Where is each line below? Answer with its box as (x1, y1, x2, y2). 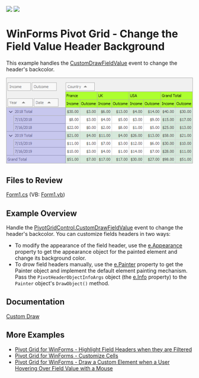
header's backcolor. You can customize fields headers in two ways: (6, 231, 171, 238)
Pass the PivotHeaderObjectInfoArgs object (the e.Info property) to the (14, 273, 187, 281)
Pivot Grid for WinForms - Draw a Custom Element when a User (14, 358, 170, 366)
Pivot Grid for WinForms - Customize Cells (14, 352, 118, 359)
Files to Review (6, 175, 63, 185)
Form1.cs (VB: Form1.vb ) (6, 191, 65, 199)
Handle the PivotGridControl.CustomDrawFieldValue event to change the (6, 224, 184, 231)
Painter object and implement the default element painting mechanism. (14, 267, 188, 275)
